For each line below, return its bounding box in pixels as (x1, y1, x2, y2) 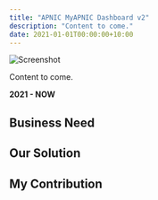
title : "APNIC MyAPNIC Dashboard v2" (9, 13, 150, 22)
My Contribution (9, 176, 103, 191)
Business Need (9, 115, 96, 130)
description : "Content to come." (9, 22, 134, 30)
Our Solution (9, 145, 81, 161)
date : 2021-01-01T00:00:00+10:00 (9, 30, 134, 39)
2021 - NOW (9, 89, 55, 100)
